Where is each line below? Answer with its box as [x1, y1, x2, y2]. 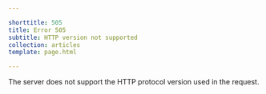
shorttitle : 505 [8, 18, 62, 26]
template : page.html [8, 49, 78, 57]
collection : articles [8, 41, 81, 49]
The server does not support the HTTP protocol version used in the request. [8, 77, 260, 87]
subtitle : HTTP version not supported [8, 33, 138, 41]
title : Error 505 [8, 25, 66, 34]
